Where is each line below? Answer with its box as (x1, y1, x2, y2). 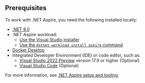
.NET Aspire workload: (12, 31, 57, 37)
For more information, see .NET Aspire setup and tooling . (5, 72, 119, 78)
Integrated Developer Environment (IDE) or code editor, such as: (12, 52, 141, 58)
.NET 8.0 (12, 26, 30, 32)
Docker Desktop (12, 47, 45, 53)
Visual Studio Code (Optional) (19, 62, 79, 68)
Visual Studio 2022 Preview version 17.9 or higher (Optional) (19, 57, 140, 63)
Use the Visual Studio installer (19, 37, 80, 42)
